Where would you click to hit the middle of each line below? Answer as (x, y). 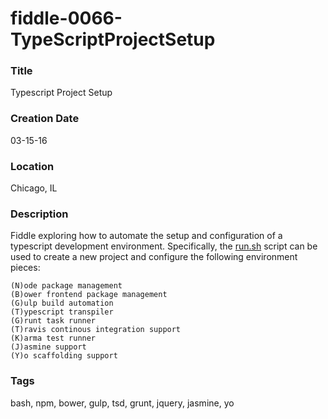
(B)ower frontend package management (89, 295)
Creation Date (45, 119)
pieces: (25, 268)
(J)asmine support (48, 347)
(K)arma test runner (53, 338)
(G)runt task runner (53, 321)
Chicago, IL (34, 188)
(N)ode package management (66, 286)
